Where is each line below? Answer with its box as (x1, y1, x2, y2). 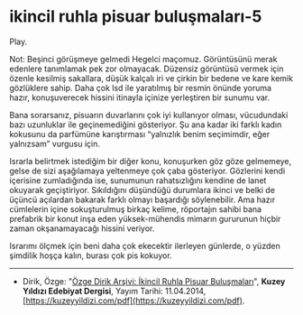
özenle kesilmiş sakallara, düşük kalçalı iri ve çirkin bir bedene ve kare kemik (9, 72, 293, 83)
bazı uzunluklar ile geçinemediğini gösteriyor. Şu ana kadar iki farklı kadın (9, 119, 282, 130)
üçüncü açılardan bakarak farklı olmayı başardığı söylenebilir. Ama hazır (9, 194, 276, 205)
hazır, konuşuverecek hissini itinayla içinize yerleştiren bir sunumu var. (9, 92, 271, 103)
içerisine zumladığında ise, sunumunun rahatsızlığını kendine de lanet (9, 174, 267, 186)
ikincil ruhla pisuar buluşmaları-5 (9, 6, 262, 27)
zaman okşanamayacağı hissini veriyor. (9, 223, 155, 234)
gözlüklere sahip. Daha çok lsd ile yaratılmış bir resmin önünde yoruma (9, 82, 272, 93)
